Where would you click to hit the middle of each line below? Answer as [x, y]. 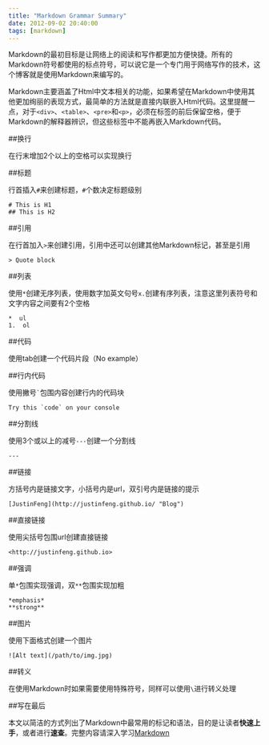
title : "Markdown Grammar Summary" [68, 16]
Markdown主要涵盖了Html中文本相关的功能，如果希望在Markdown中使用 [128, 92]
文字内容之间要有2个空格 [49, 303]
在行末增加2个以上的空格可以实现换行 [70, 156]
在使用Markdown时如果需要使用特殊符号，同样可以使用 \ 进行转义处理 [122, 689]
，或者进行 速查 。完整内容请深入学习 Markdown [92, 733]
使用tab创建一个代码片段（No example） [75, 359]
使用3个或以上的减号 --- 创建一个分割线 [72, 441]
